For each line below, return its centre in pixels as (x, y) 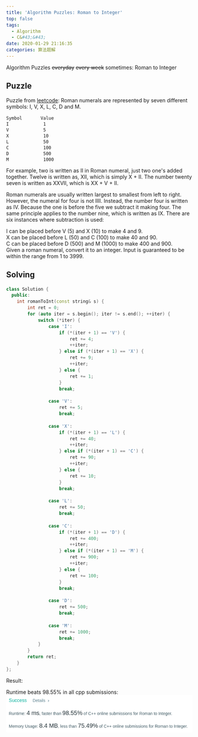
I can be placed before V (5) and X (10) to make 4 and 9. (74, 231)
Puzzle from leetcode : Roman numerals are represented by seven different (97, 100)
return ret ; (42, 657)
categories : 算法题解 (31, 50)
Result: (14, 680)
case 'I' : (60, 326)
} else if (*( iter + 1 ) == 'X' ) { (101, 352)
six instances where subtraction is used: (55, 219)
